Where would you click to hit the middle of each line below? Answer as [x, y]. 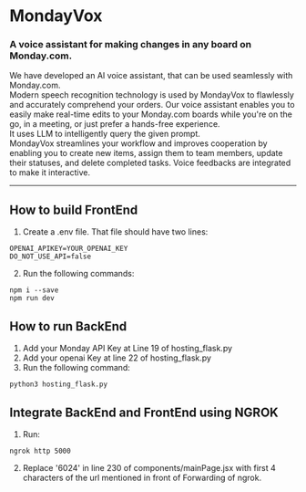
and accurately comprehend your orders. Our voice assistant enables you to [152, 105]
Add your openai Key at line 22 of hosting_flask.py [117, 358]
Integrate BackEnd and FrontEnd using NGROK [144, 412]
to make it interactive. [50, 173]
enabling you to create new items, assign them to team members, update [146, 153]
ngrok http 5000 [40, 451]
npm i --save [34, 290]
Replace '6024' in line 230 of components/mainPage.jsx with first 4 [149, 467]
